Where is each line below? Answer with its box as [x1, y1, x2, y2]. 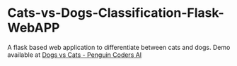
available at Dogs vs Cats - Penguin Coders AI [7, 51, 142, 59]
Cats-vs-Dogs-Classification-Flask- [7, 5, 224, 21]
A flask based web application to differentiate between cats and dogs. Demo [7, 43, 231, 51]
